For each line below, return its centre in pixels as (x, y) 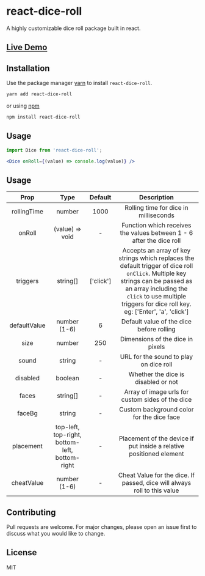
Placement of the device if (156, 438)
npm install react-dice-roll (43, 117)
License (22, 552)
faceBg (27, 413)
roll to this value (156, 490)
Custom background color (156, 410)
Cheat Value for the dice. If (156, 475)
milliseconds (156, 215)
